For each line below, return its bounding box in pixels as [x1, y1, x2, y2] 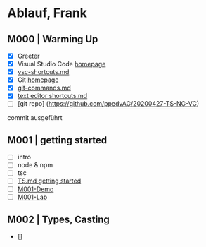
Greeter [17, 52, 40, 60]
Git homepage [17, 76, 59, 84]
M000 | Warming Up [7, 33, 98, 45]
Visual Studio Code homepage [17, 60, 106, 68]
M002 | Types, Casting [7, 214, 110, 226]
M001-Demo [17, 185, 54, 193]
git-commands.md [17, 83, 72, 92]
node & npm [17, 161, 53, 169]
